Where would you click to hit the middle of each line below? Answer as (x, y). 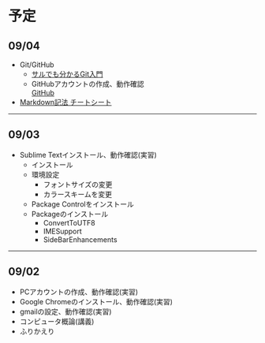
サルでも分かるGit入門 (67, 74)
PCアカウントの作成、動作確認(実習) (79, 292)
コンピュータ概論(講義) (57, 321)
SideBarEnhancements (80, 239)
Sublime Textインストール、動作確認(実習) (88, 155)
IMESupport (63, 231)
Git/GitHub (37, 65)
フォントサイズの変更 (78, 184)
